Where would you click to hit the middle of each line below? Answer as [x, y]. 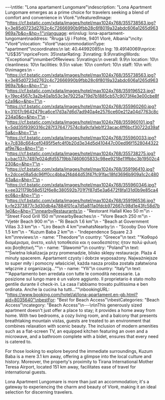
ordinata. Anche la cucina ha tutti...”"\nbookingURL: [57, 289]
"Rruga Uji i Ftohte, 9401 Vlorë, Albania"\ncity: [96, 38]
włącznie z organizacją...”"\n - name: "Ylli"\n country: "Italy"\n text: [73, 268]
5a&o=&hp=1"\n [21, 133]
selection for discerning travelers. [39, 392]
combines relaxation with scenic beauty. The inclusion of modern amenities [82, 326]
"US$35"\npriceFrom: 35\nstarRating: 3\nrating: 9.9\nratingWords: [73, 54]
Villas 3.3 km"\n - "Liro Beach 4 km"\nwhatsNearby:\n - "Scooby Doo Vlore [82, 227]
